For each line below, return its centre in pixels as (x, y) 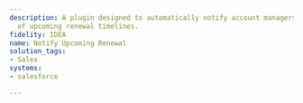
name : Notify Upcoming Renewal (68, 43)
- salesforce (34, 77)
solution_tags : (38, 51)
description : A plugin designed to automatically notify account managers (153, 18)
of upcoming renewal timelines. (78, 26)
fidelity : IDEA (38, 34)
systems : (26, 69)
